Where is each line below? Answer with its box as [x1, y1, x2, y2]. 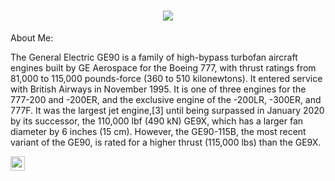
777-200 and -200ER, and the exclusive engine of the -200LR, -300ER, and [10, 93, 322, 105]
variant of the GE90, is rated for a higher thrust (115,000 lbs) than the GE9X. [10, 136, 322, 148]
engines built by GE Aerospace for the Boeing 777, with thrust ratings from [10, 61, 317, 74]
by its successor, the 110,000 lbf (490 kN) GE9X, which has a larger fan [10, 115, 304, 127]
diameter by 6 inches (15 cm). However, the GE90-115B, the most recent [10, 125, 307, 137]
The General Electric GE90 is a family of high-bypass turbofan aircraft [10, 51, 298, 63]
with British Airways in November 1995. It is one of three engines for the [10, 83, 307, 95]
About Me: [10, 31, 54, 44]
